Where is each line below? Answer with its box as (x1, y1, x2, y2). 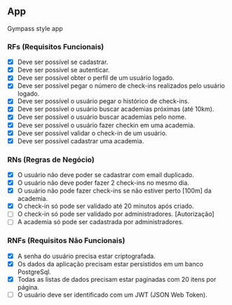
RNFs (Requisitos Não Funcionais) (7, 235, 125, 245)
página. (17, 283, 40, 291)
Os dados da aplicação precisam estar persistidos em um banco (17, 259, 203, 268)
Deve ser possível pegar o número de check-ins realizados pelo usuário (17, 82, 226, 90)
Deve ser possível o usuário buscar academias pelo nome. (17, 112, 187, 122)
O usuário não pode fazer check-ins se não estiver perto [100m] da (17, 186, 212, 195)
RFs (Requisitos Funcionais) (7, 41, 104, 51)
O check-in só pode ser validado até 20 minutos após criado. (17, 202, 194, 210)
